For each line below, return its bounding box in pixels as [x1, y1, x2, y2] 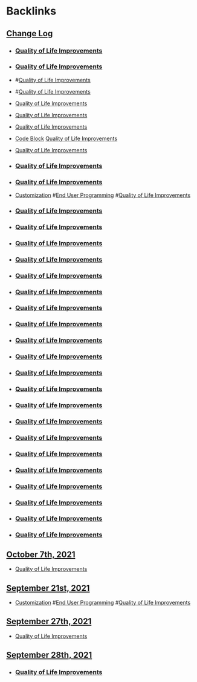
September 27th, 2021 [6, 616, 92, 626]
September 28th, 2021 [6, 650, 92, 660]
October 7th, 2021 [6, 549, 76, 559]
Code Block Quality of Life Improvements [15, 135, 118, 142]
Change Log [6, 28, 53, 39]
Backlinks [6, 4, 57, 18]
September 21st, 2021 [6, 583, 90, 593]
